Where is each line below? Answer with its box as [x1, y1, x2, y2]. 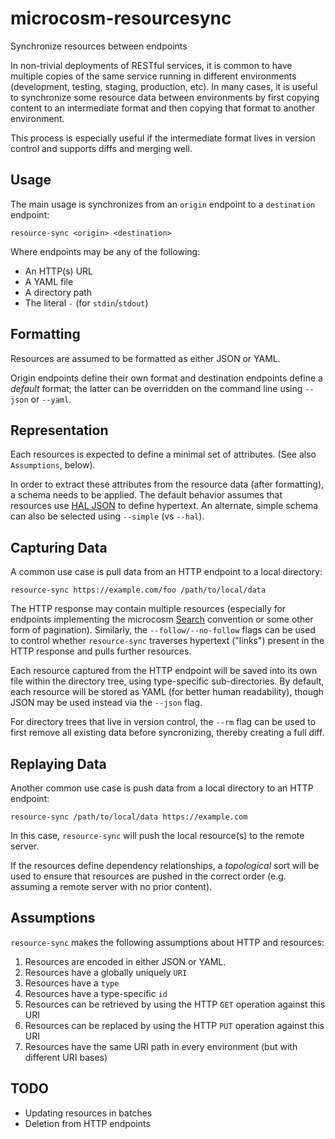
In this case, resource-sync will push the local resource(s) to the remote [10, 830, 305, 841]
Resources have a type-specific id [24, 987, 168, 999]
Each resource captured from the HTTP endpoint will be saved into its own [10, 665, 318, 677]
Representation [10, 422, 109, 439]
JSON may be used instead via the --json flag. [10, 697, 203, 709]
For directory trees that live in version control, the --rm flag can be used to [10, 716, 317, 728]
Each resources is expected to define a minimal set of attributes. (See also [10, 448, 317, 461]
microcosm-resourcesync [10, 7, 232, 30]
